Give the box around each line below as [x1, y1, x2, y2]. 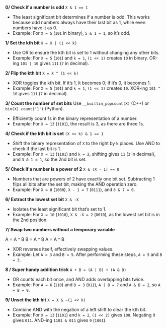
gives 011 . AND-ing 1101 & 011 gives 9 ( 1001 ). [12, 317, 107, 323]
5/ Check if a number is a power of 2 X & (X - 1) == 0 [5, 166, 120, 172]
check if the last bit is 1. [12, 146, 61, 152]
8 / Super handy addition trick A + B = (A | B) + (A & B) [5, 267, 127, 273]
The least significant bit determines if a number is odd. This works [12, 14, 150, 20]
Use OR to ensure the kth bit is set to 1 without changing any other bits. [12, 50, 160, 55]
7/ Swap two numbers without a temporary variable [5, 227, 115, 232]
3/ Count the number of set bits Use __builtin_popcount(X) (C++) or [5, 100, 149, 106]
